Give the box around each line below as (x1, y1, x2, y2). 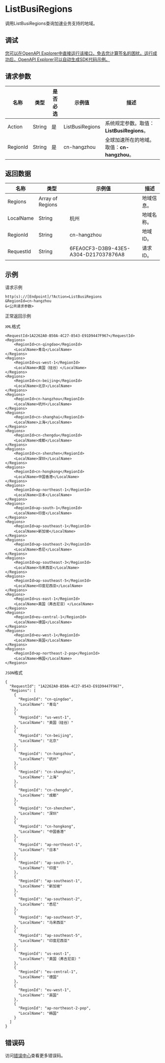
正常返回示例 (5, 313, 31, 319)
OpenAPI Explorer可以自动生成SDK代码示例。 (18, 56, 110, 62)
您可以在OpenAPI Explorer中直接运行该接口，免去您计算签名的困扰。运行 (5, 50, 153, 56)
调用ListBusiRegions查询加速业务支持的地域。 (5, 20, 98, 26)
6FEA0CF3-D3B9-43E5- (69, 245, 131, 252)
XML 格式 (5, 324, 21, 330)
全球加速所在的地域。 (105, 137, 155, 143)
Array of (38, 195, 58, 202)
